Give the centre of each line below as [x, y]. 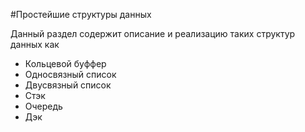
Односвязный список [70, 74]
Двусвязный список [68, 85]
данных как [35, 44]
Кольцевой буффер [65, 63]
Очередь [43, 106]
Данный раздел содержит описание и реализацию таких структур [153, 33]
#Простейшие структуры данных [81, 14]
